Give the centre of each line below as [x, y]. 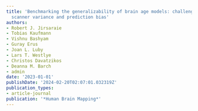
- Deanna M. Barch [29, 66]
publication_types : [30, 88]
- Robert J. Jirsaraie [34, 28]
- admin [16, 72]
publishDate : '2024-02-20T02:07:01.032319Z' [62, 83]
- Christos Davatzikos [34, 60]
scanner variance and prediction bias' [60, 17]
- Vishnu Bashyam [27, 39]
